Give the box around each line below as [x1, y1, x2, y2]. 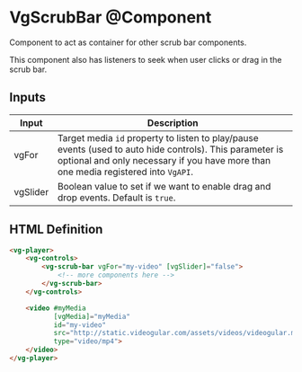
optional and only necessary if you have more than [57, 154, 271, 166]
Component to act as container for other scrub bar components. [9, 37, 247, 48]
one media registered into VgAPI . [57, 165, 193, 178]
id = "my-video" [53, 320, 106, 330]
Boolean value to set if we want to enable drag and [57, 180, 271, 192]
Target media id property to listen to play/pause [57, 131, 259, 144]
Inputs [9, 90, 47, 105]
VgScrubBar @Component [9, 7, 212, 28]
